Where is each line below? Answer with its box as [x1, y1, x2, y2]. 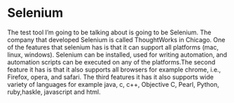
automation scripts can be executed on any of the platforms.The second [7, 57, 216, 66]
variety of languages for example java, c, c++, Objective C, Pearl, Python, [7, 80, 219, 88]
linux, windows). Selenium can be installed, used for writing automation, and [7, 50, 228, 59]
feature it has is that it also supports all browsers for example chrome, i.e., [7, 65, 221, 74]
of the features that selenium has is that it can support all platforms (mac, [7, 43, 219, 51]
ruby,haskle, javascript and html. [7, 88, 102, 96]
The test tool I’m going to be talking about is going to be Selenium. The [7, 28, 212, 36]
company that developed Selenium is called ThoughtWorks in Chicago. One [7, 35, 226, 43]
